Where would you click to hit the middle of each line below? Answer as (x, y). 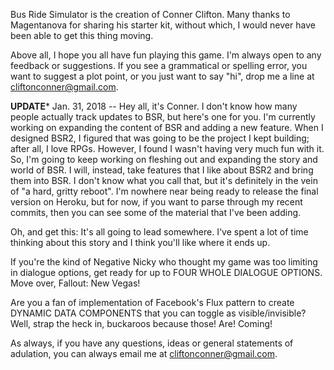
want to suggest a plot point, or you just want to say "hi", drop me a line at (162, 76)
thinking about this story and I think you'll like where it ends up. (140, 242)
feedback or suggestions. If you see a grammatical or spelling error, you (159, 65)
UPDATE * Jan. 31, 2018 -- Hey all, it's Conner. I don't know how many (154, 106)
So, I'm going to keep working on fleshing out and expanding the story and (164, 159)
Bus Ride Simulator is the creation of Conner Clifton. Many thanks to (150, 14)
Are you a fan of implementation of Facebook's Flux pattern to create (152, 302)
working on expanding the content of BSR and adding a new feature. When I (167, 127)
